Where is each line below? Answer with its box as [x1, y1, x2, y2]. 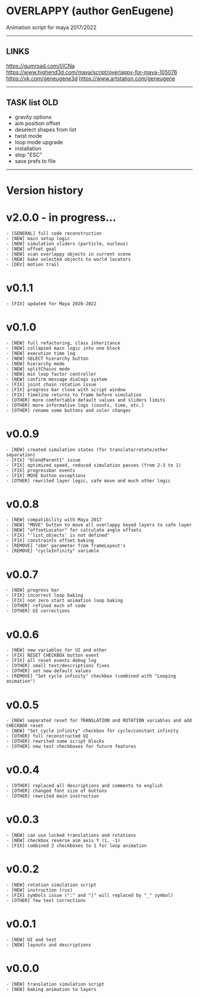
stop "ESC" [14, 151, 43, 158]
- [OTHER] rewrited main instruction [6, 793, 99, 799]
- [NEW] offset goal [6, 246, 57, 252]
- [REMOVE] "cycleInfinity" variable [6, 548, 99, 554]
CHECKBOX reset [6, 723, 44, 729]
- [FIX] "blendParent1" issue [6, 457, 81, 463]
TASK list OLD [6, 98, 59, 108]
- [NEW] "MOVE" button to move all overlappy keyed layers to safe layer [6, 522, 192, 528]
